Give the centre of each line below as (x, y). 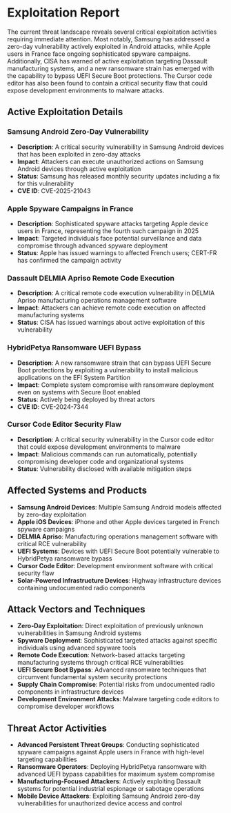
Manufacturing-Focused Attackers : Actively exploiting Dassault (109, 781)
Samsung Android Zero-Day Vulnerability (78, 132)
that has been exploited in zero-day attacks (79, 154)
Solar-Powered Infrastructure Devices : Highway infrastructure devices (119, 580)
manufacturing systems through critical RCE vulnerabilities (100, 663)
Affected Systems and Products (77, 491)
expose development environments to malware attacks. (86, 90)
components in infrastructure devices (70, 692)
